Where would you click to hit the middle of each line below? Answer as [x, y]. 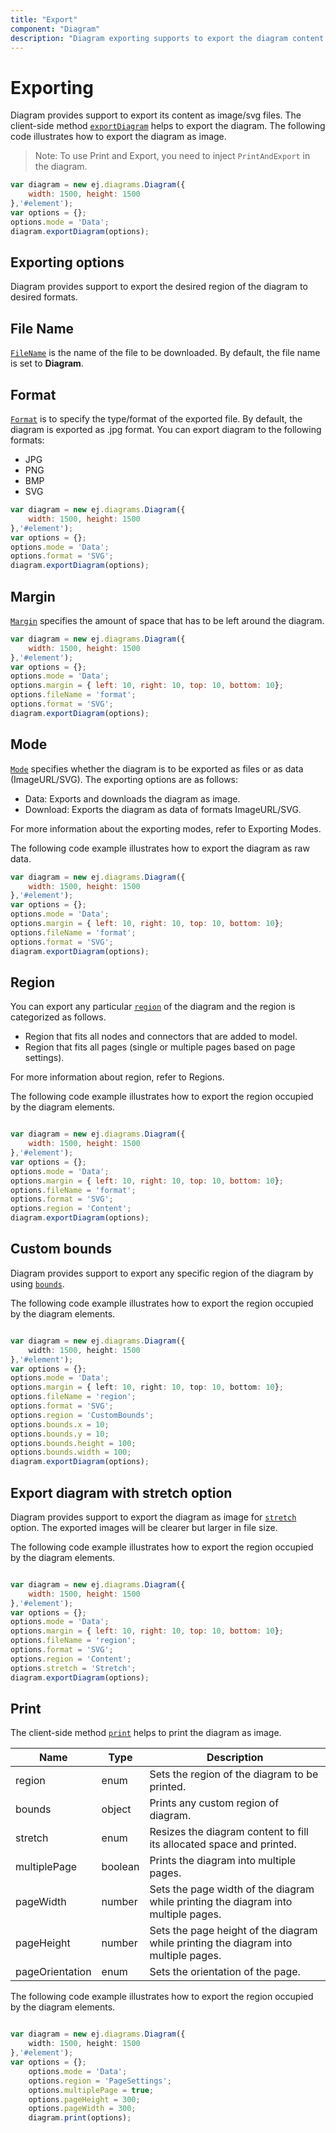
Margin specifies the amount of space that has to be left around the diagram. [167, 620]
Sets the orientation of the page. [225, 1972]
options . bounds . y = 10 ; [60, 1434]
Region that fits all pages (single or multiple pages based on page [160, 1047]
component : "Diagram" [55, 29]
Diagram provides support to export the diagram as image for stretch [153, 1517]
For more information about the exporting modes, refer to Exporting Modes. [166, 828]
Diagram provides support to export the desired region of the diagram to [159, 287]
